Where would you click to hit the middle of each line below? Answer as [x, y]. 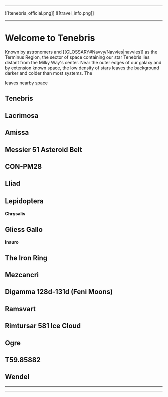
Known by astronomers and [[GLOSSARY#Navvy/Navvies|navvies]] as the [81, 52]
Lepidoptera [24, 201]
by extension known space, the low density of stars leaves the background [82, 68]
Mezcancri [22, 275]
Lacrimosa [22, 116]
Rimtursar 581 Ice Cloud [43, 326]
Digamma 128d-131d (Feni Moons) [59, 292]
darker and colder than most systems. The [49, 73]
